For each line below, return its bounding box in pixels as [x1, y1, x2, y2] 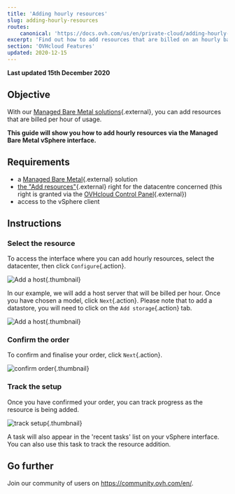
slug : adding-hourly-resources [7, 17, 99, 24]
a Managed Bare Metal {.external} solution [17, 174, 138, 183]
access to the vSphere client [17, 197, 100, 205]
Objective [7, 89, 51, 101]
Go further [7, 460, 54, 472]
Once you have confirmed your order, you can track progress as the [7, 397, 204, 406]
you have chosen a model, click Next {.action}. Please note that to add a [7, 296, 213, 305]
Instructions [7, 217, 62, 229]
